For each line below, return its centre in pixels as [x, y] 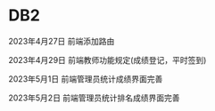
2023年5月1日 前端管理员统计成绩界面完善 [86, 79]
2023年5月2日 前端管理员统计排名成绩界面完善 [94, 98]
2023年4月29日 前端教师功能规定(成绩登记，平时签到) [107, 59]
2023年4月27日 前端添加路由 [62, 41]
